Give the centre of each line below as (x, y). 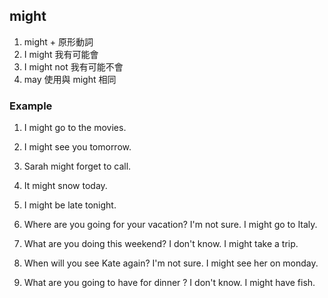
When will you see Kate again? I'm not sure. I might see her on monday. (171, 263)
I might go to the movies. (75, 128)
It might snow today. (65, 186)
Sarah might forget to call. (77, 166)
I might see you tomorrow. (77, 147)
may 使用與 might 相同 (70, 79)
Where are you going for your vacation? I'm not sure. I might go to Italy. (170, 225)
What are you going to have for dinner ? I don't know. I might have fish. (169, 283)
